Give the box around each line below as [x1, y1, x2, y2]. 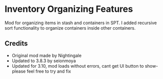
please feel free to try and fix [11, 68, 71, 74]
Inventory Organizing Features [4, 3, 133, 15]
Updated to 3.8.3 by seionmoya [11, 58, 76, 64]
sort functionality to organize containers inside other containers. [4, 25, 136, 31]
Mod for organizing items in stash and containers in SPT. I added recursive [4, 20, 157, 26]
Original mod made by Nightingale [11, 52, 82, 58]
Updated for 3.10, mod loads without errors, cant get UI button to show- [11, 63, 158, 69]
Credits [4, 39, 28, 48]
